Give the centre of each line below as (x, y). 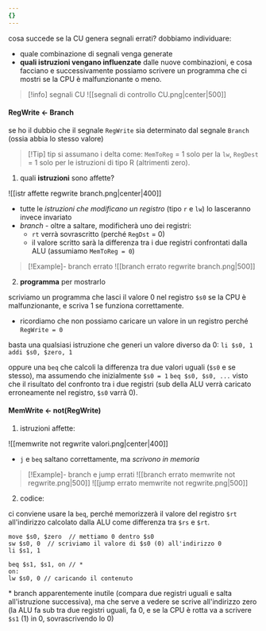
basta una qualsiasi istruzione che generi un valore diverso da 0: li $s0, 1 (131, 345)
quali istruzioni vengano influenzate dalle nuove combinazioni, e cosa (136, 62)
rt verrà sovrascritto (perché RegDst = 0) (98, 234)
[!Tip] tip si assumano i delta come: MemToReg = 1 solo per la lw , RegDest (143, 154)
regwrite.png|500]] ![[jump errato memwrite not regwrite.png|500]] (138, 483)
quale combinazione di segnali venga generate (96, 53)
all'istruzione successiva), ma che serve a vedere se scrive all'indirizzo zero (133, 602)
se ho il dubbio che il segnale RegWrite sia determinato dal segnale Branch (129, 130)
